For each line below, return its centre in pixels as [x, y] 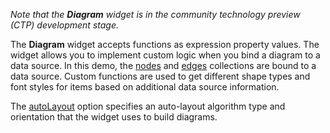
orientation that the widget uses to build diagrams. [114, 117]
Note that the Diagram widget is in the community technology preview [155, 14]
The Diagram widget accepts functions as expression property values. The [165, 44]
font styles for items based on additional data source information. [145, 87]
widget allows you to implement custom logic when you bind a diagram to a [165, 55]
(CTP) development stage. [64, 25]
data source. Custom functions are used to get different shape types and [160, 76]
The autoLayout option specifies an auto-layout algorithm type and [148, 106]
